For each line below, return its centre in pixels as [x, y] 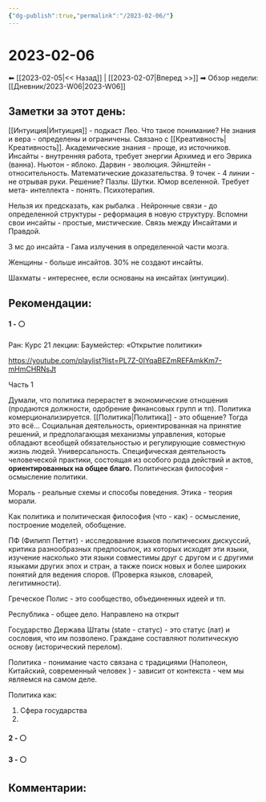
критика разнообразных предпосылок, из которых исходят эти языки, [129, 549]
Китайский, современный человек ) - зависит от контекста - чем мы [126, 670]
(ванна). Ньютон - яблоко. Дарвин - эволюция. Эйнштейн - [110, 164]
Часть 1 [21, 384]
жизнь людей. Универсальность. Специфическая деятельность [117, 451]
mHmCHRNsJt [32, 369]
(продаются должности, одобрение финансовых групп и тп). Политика [130, 408]
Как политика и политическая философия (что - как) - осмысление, [125, 516]
